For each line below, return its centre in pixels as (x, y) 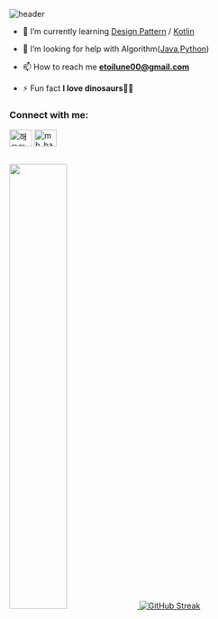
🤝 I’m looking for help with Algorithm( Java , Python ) (116, 49)
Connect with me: (49, 114)
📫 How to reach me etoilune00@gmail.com (106, 67)
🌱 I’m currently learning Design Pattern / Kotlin (109, 31)
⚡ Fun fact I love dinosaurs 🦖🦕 (78, 88)
